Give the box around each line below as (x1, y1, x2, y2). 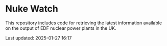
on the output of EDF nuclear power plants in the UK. (5, 25, 116, 31)
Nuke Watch (5, 3, 59, 15)
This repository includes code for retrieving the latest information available (5, 20, 162, 26)
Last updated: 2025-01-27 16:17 (5, 35, 72, 41)
